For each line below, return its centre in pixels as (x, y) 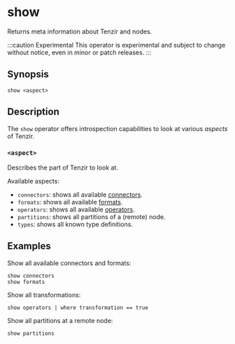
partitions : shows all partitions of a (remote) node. (91, 216)
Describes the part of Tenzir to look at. (63, 167)
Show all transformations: (44, 294)
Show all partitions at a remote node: (60, 320)
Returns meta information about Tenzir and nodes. (80, 31)
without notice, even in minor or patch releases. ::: (79, 52)
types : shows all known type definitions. (75, 224)
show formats (26, 282)
